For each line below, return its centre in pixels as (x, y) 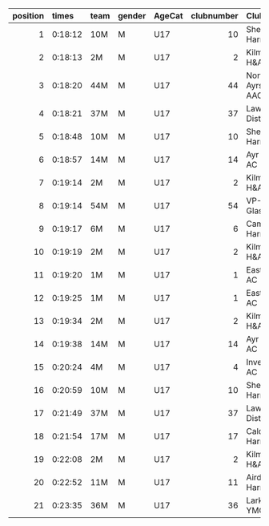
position (28, 16)
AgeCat (168, 16)
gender (132, 16)
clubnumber (215, 16)
